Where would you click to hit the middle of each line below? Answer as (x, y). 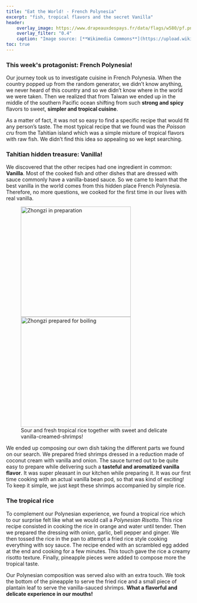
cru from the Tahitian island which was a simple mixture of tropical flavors (95, 133)
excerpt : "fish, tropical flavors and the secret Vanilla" (80, 17)
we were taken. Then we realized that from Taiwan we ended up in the (91, 96)
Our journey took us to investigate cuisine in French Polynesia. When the (94, 78)
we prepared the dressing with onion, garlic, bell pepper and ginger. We (93, 532)
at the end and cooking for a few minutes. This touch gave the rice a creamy (98, 551)
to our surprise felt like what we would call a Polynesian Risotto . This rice (94, 520)
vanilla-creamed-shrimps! (52, 437)
